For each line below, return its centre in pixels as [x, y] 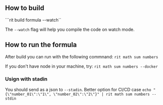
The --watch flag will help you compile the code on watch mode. [70, 29]
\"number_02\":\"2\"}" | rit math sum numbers [102, 94]
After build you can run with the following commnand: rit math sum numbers [81, 56]
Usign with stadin [26, 79]
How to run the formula [41, 45]
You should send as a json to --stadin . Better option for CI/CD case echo [78, 89]
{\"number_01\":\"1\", [28, 94]
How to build [25, 8]
